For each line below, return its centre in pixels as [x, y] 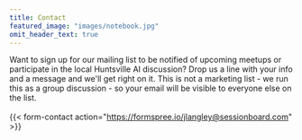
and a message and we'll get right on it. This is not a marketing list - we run [149, 79]
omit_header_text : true [54, 34]
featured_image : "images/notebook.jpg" [84, 26]
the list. [23, 98]
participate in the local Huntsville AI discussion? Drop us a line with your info [151, 69]
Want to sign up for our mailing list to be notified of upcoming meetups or [146, 60]
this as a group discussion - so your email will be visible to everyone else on [151, 88]
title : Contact [38, 17]
